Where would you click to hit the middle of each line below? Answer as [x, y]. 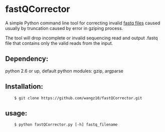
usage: [16, 113]
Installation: [24, 86]
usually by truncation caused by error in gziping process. [64, 28]
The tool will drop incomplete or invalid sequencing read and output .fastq [81, 38]
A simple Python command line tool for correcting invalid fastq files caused [83, 23]
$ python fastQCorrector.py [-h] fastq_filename [66, 125]
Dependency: [27, 59]
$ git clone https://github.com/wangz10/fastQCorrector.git [78, 98]
